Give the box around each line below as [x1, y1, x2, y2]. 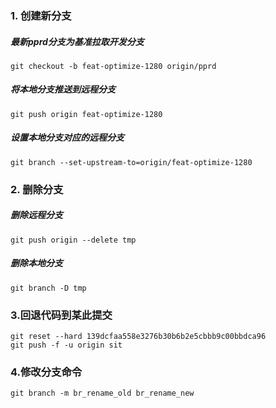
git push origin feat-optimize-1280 [10, 109, 163, 119]
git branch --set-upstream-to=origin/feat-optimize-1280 [10, 157, 253, 167]
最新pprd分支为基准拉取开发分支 [10, 35, 145, 47]
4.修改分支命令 [10, 365, 83, 379]
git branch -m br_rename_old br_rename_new [10, 388, 195, 399]
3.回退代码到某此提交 [10, 308, 113, 322]
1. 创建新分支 [10, 8, 72, 22]
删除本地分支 [10, 257, 63, 269]
